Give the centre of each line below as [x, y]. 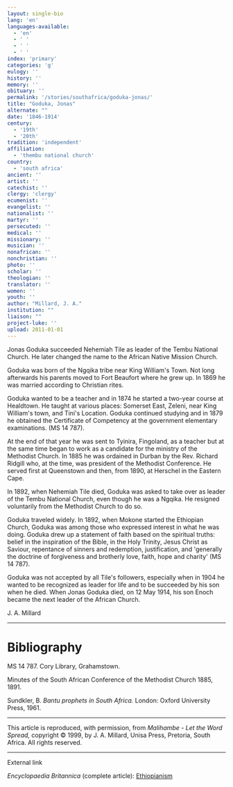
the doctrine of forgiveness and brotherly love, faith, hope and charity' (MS [114, 556]
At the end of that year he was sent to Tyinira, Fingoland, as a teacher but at [115, 441]
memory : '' [23, 85]
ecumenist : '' [28, 201]
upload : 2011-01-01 [35, 329]
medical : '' [24, 233]
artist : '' [23, 181]
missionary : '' [29, 239]
